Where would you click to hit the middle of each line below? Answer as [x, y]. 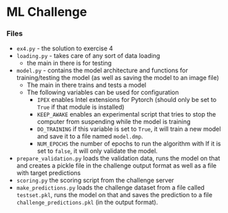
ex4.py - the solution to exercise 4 [65, 48]
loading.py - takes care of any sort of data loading [88, 56]
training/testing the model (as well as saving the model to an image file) [118, 78]
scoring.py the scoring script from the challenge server [95, 181]
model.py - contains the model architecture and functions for [102, 70]
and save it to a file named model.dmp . [90, 136]
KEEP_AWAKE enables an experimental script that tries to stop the [126, 114]
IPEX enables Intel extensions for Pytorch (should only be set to [127, 100]
